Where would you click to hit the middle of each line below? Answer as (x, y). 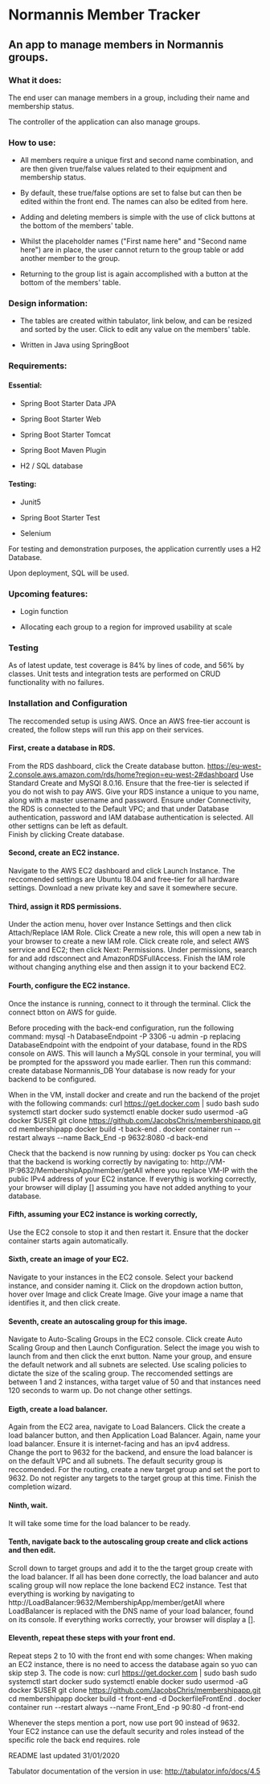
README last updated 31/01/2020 (64, 1755)
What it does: (35, 80)
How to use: (32, 143)
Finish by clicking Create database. (66, 834)
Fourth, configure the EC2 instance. (70, 985)
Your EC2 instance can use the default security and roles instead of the (127, 1731)
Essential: (25, 385)
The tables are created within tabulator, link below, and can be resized (136, 321)
